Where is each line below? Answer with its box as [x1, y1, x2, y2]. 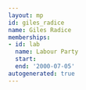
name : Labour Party [15, 48, 79, 56]
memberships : [8, 33, 51, 41]
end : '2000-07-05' [15, 63, 76, 70]
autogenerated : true [8, 70, 76, 77]
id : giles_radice [8, 19, 65, 27]
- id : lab [8, 41, 41, 49]
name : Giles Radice [8, 26, 72, 34]
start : [15, 56, 37, 63]
